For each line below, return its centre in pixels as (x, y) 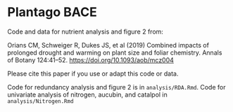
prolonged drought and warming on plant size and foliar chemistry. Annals (115, 52)
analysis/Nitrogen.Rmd (40, 101)
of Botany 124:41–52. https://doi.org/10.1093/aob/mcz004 (91, 59)
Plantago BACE (52, 12)
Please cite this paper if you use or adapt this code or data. (93, 73)
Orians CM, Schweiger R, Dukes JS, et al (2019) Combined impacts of (108, 45)
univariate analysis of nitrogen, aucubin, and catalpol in (87, 94)
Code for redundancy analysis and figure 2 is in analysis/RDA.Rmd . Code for (116, 87)
